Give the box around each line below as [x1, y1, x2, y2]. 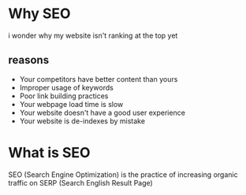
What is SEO [8, 143, 91, 161]
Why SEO [8, 5, 71, 23]
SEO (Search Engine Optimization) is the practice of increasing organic [8, 170, 238, 179]
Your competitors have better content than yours [19, 74, 178, 83]
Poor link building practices [19, 91, 109, 101]
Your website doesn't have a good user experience [19, 108, 185, 117]
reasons [8, 53, 50, 67]
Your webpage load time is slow [19, 99, 124, 109]
